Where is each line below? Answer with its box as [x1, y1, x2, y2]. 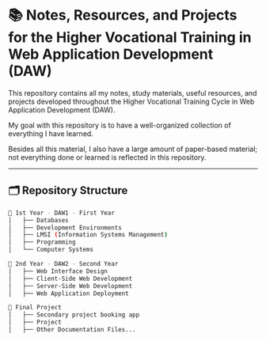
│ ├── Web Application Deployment [8, 290, 129, 297]
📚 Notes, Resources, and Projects [8, 6, 237, 25]
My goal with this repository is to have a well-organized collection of [8, 120, 231, 130]
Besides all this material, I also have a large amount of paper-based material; [8, 144, 258, 153]
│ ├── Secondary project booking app [8, 311, 140, 319]
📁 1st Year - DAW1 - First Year [8, 209, 115, 217]
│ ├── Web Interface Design [8, 267, 108, 275]
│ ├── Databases [8, 216, 69, 224]
